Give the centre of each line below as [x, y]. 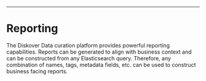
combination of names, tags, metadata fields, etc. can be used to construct [101, 65]
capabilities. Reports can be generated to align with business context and [99, 52]
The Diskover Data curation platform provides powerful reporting [88, 45]
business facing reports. [37, 71]
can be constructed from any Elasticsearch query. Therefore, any [89, 58]
